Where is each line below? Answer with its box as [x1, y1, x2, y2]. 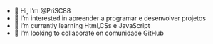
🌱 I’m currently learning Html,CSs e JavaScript [14, 22, 150, 29]
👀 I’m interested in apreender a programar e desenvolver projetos [14, 14, 207, 22]
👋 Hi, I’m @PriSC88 [14, 7, 71, 15]
